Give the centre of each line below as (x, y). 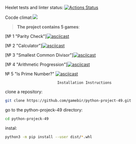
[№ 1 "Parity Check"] (26, 36)
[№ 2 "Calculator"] (24, 46)
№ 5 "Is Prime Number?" (30, 74)
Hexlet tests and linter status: (34, 8)
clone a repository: (24, 92)
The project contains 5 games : (48, 27)
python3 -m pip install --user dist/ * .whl (49, 137)
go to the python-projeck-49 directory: (44, 110)
